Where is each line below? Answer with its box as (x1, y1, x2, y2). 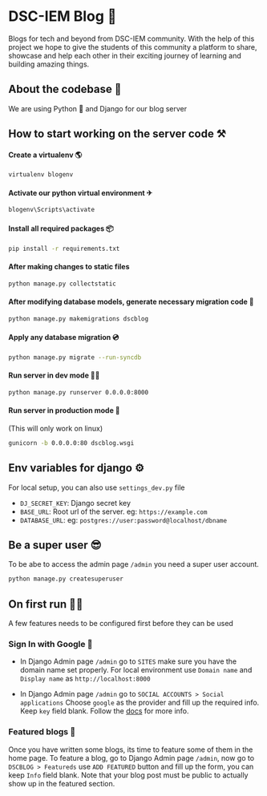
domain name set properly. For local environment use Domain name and (19, 665, 253, 675)
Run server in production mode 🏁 (8, 406, 120, 415)
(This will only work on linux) (8, 423, 103, 433)
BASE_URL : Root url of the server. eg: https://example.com (19, 507, 208, 516)
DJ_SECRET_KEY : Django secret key (19, 498, 131, 507)
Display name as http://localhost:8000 (19, 673, 151, 684)
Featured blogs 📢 (8, 726, 76, 737)
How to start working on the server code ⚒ (8, 127, 226, 141)
